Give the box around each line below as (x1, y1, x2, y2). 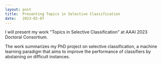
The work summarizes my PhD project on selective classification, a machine (5, 44, 158, 50)
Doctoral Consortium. (5, 34, 48, 40)
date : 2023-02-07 (5, 16, 45, 21)
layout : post (5, 7, 32, 12)
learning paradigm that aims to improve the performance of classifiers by (5, 49, 151, 54)
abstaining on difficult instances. (5, 54, 70, 60)
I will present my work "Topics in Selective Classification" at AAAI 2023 (5, 29, 148, 35)
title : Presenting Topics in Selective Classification (5, 12, 120, 16)
